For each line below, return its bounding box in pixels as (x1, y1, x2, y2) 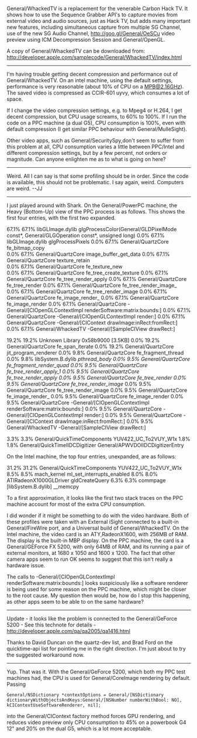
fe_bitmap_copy (6, 245, 45, 251)
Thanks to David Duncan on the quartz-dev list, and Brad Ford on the (6, 639, 173, 646)
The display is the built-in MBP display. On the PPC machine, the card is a (6, 537, 184, 544)
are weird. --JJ (6, 185, 43, 192)
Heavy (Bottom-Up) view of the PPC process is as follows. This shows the (6, 208, 185, 215)
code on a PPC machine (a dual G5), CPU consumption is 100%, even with (6, 120, 186, 126)
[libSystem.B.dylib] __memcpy (6, 483, 80, 490)
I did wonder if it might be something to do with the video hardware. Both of (6, 512, 189, 519)
